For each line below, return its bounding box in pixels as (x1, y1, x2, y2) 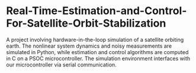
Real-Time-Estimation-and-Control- (6, 4, 187, 18)
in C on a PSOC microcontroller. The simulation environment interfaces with (6, 55, 191, 62)
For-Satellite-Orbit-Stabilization (6, 16, 166, 30)
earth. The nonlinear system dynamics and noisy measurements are (6, 42, 172, 49)
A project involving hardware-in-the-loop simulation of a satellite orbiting (6, 36, 184, 43)
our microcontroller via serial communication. (6, 61, 117, 68)
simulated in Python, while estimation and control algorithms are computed (6, 48, 189, 55)
